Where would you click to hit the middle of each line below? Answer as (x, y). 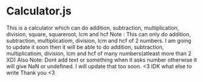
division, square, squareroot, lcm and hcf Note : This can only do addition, (98, 34)
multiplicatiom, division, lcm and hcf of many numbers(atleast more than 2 (99, 53)
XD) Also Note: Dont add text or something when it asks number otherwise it (101, 60)
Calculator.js (39, 11)
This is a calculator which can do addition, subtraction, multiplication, (93, 28)
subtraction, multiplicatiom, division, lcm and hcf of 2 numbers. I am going (99, 40)
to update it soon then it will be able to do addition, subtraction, (85, 47)
